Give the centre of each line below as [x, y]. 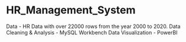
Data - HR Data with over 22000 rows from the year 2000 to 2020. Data [94, 26]
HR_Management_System [71, 10]
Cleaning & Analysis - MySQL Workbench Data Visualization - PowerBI [92, 32]
